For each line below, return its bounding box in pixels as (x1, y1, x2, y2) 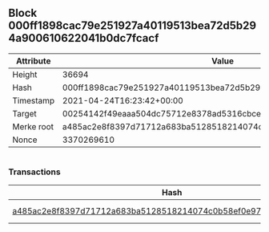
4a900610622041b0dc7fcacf (8, 31, 159, 45)
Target (12, 108, 38, 119)
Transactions (8, 166, 62, 177)
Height (12, 68, 38, 79)
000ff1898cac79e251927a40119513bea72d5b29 (8, 19, 257, 33)
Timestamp (12, 95, 55, 106)
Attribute (15, 55, 51, 67)
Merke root (12, 120, 54, 132)
